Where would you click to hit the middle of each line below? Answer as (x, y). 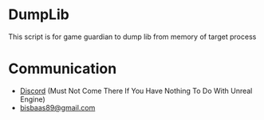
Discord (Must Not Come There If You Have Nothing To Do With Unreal (136, 91)
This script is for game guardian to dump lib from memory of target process (132, 37)
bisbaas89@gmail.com (57, 107)
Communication (63, 69)
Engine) (32, 99)
